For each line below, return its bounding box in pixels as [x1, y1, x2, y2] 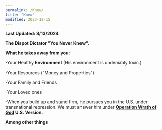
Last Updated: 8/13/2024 [5, 31, 59, 37]
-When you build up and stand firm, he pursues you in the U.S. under [5, 99, 148, 105]
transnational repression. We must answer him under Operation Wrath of [5, 104, 157, 110]
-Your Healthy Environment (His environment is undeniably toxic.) [5, 60, 142, 66]
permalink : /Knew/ [5, 7, 44, 13]
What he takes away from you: [5, 50, 70, 56]
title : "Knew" [5, 12, 35, 17]
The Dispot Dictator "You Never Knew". [5, 40, 90, 46]
